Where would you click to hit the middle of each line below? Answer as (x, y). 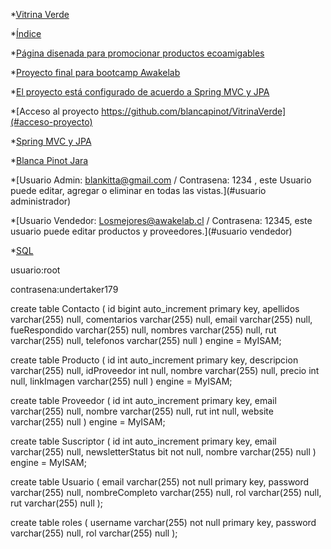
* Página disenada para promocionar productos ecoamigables (137, 53)
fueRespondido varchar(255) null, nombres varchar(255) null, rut (143, 330)
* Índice (26, 33)
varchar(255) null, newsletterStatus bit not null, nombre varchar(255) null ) (163, 452)
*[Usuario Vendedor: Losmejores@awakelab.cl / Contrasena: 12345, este (161, 220)
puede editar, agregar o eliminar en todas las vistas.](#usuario (138, 190)
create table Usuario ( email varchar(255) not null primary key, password (160, 482)
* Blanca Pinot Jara (49, 160)
